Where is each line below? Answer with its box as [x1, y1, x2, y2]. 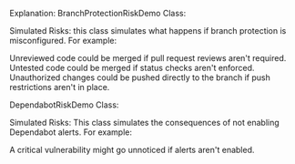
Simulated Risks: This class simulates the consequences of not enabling [9, 118, 280, 128]
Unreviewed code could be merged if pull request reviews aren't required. [9, 53, 287, 63]
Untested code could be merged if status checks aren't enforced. [9, 63, 255, 73]
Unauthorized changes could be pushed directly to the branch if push [9, 72, 270, 83]
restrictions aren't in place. [9, 82, 110, 92]
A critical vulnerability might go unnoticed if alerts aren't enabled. [9, 145, 255, 155]
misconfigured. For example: [9, 36, 117, 46]
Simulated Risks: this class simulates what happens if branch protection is [9, 26, 287, 36]
